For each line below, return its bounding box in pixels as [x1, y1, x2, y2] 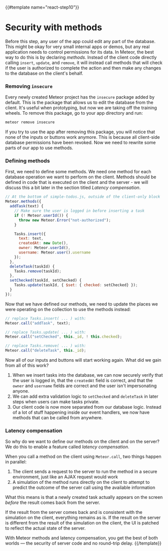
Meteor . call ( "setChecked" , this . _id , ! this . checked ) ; [5, 334, 122, 340]
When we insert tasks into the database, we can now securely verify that [12, 372, 163, 378]
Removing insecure [5, 83, 53, 90]
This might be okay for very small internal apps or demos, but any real [5, 44, 150, 50]
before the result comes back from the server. [5, 499, 100, 505]
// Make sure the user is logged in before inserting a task [14, 208, 144, 213]
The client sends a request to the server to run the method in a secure [12, 468, 157, 475]
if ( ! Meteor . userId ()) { [14, 213, 69, 218]
